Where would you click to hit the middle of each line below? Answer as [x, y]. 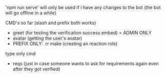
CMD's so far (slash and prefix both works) [51, 23]
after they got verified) [36, 69]
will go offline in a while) [31, 13]
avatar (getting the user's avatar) [47, 38]
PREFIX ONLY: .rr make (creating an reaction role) [65, 44]
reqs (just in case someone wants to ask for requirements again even [86, 63]
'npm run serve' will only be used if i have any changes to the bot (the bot [83, 7]
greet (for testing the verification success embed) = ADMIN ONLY [82, 33]
